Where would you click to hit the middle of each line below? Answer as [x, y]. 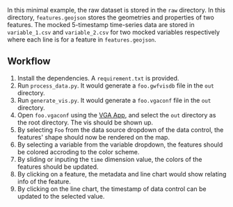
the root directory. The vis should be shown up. [85, 122]
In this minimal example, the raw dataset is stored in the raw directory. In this [116, 10]
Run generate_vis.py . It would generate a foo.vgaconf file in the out [114, 100]
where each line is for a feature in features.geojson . [82, 40]
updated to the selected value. [61, 196]
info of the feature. [44, 181]
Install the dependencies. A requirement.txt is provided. [98, 78]
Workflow [29, 61]
